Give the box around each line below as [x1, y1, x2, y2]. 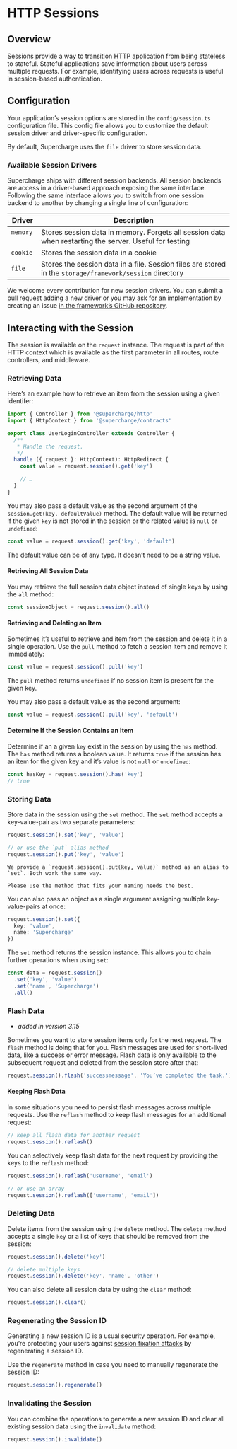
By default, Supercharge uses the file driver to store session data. [7, 142, 202, 151]
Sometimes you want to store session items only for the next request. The [7, 1035, 222, 1044]
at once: [42, 902, 66, 911]
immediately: [7, 650, 44, 658]
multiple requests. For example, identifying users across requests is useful [7, 67, 224, 75]
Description [114, 216, 154, 226]
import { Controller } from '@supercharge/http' [7, 410, 153, 418]
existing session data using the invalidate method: [7, 1422, 157, 1431]
